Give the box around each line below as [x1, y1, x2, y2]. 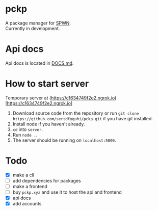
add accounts [12, 201, 42, 207]
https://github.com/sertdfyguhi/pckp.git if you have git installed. [12, 115, 153, 121]
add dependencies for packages [12, 177, 81, 183]
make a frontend [12, 183, 47, 189]
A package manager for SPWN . [5, 20, 71, 26]
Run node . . [12, 131, 38, 138]
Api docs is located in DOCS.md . [5, 60, 74, 66]
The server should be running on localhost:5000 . [12, 137, 116, 143]
